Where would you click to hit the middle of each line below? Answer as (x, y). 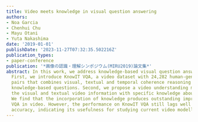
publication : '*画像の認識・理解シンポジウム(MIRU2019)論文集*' (79, 66)
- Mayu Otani (22, 33)
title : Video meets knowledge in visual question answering (82, 11)
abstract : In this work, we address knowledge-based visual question (93, 72)
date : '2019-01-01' (30, 45)
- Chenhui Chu (24, 28)
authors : (17, 17)
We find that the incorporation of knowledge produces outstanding (96, 99)
